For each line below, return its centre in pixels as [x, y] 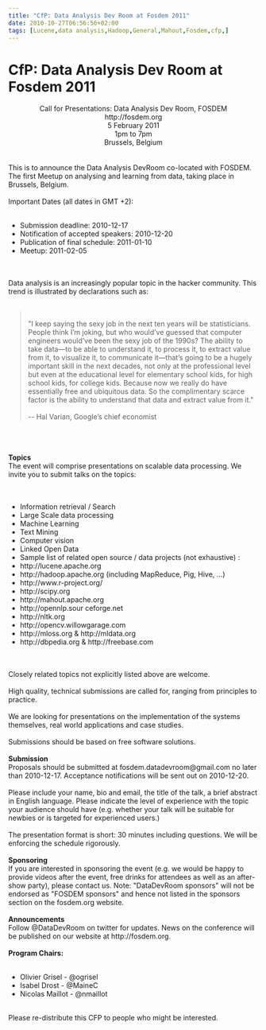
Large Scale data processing [66, 515]
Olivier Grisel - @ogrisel [59, 977]
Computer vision [47, 541]
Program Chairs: [36, 953]
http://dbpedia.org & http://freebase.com [87, 642]
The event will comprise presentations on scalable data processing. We [125, 466]
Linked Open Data [49, 549]
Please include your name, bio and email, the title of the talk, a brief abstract [133, 793]
